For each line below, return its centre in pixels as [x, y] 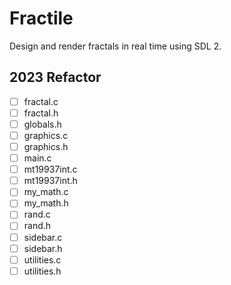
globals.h [42, 124]
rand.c [37, 214]
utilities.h [42, 271]
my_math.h [46, 203]
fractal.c [41, 101]
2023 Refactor [55, 77]
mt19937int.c [50, 169]
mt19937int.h [50, 181]
